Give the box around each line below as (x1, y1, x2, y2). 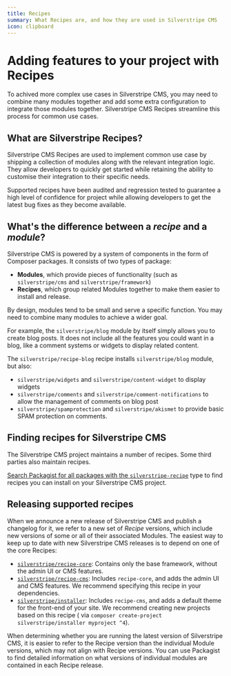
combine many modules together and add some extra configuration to (7, 97, 206, 106)
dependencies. (17, 588, 60, 597)
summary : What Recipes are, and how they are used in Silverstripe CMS (7, 17, 217, 23)
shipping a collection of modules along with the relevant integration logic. (7, 158, 216, 166)
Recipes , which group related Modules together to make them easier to (17, 284, 221, 293)
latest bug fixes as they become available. (7, 201, 126, 209)
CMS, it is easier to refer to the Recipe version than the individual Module (7, 639, 215, 647)
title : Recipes (7, 10, 51, 17)
